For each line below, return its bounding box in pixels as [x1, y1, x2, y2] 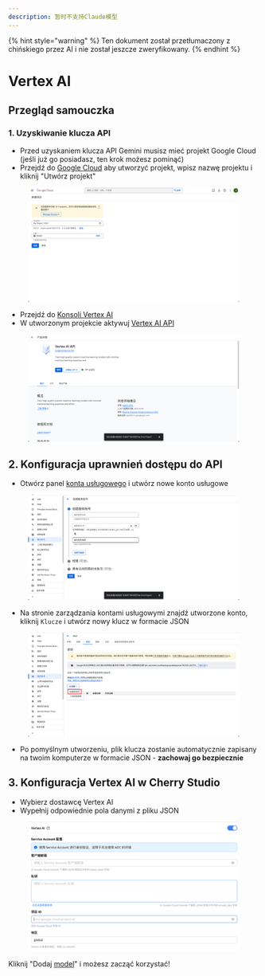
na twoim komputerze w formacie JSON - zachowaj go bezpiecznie [19, 753, 244, 762]
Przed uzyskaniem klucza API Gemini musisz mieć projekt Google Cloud [19, 146, 256, 155]
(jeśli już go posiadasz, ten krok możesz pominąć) [19, 154, 185, 163]
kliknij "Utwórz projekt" [19, 171, 96, 181]
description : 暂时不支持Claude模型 [8, 13, 118, 21]
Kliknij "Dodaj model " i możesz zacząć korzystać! [8, 959, 170, 969]
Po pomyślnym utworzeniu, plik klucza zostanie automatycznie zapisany [19, 744, 257, 754]
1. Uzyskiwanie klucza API [8, 127, 111, 139]
